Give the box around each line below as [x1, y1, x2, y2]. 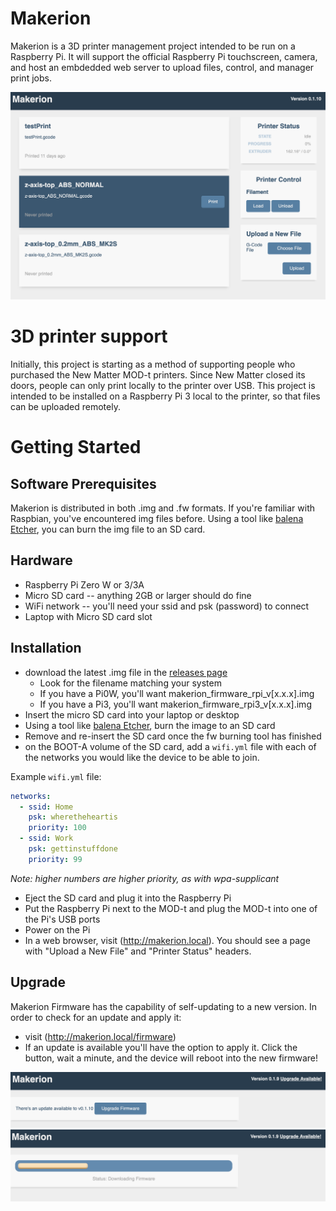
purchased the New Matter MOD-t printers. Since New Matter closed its [10, 369, 306, 381]
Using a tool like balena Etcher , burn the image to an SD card [24, 719, 276, 731]
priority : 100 [28, 823, 87, 833]
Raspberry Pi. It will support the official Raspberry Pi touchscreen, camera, [10, 50, 318, 62]
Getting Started [10, 436, 142, 459]
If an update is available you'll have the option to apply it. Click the [24, 1041, 298, 1053]
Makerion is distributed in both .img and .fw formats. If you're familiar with [10, 502, 315, 514]
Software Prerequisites [10, 475, 157, 492]
